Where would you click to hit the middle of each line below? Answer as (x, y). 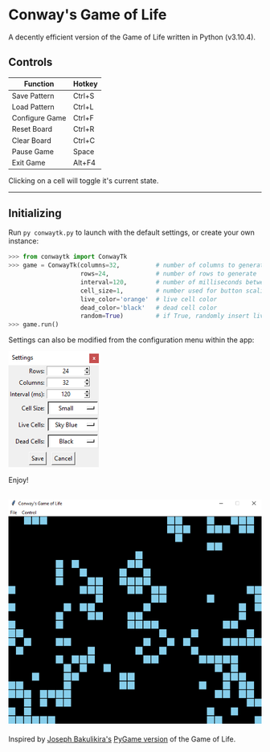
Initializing (35, 213)
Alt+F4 (85, 163)
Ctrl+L (84, 107)
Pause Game (33, 151)
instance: (24, 241)
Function (39, 84)
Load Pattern (33, 107)
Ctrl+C (84, 140)
